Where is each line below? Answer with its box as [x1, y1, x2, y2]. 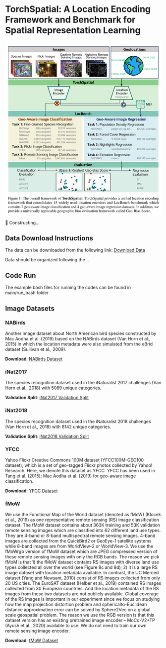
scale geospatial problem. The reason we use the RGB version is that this [5, 612, 155, 618]
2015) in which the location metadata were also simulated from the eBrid [5, 341, 153, 347]
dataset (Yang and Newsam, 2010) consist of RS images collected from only [5, 575, 160, 581]
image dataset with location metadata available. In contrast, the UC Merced [5, 570, 159, 576]
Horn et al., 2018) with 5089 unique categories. [5, 385, 102, 391]
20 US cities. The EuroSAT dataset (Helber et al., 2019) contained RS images [5, 580, 162, 586]
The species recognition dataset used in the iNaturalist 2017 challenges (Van [5, 380, 162, 386]
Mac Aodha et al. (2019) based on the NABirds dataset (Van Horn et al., [5, 335, 151, 341]
